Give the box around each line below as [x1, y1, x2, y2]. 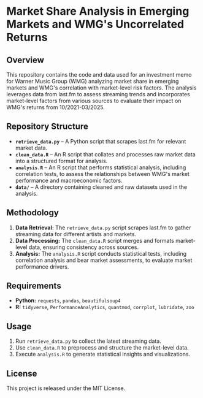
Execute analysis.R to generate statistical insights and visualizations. [15, 351, 191, 358]
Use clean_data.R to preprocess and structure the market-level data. [15, 344, 189, 351]
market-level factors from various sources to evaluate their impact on [6, 97, 182, 104]
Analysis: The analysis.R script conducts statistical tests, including [15, 250, 187, 257]
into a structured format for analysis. [15, 157, 108, 164]
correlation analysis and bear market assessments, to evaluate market [15, 256, 193, 264]
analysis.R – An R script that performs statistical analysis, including [15, 164, 186, 171]
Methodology [6, 207, 59, 218]
